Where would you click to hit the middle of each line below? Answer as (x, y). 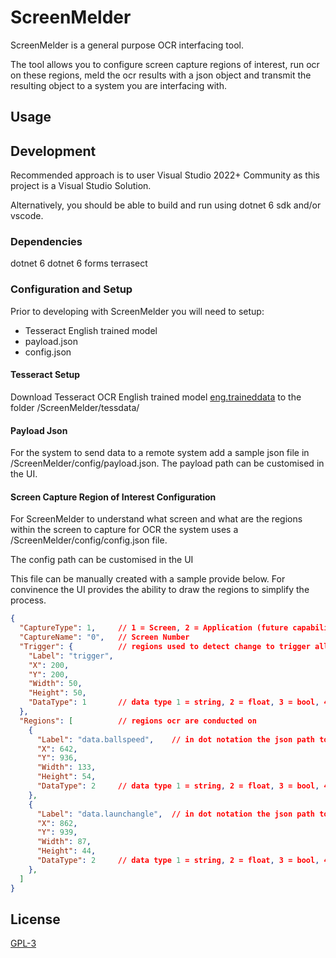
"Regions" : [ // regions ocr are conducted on (138, 721)
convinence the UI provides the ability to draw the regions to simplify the (160, 590)
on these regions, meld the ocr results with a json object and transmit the (161, 75)
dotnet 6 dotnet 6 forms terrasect (79, 263)
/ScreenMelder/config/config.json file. (89, 540)
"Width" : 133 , (66, 767)
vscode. (27, 216)
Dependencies (46, 242)
